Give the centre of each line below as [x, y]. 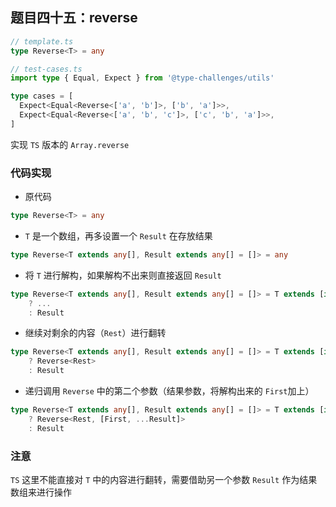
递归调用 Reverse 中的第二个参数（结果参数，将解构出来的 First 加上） [169, 391]
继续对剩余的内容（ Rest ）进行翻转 [95, 333]
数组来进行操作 [41, 492]
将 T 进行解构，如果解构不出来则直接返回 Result [123, 275]
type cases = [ [42, 96]
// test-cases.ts [46, 69]
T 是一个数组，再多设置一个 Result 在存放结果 [118, 235]
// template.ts [42, 41]
